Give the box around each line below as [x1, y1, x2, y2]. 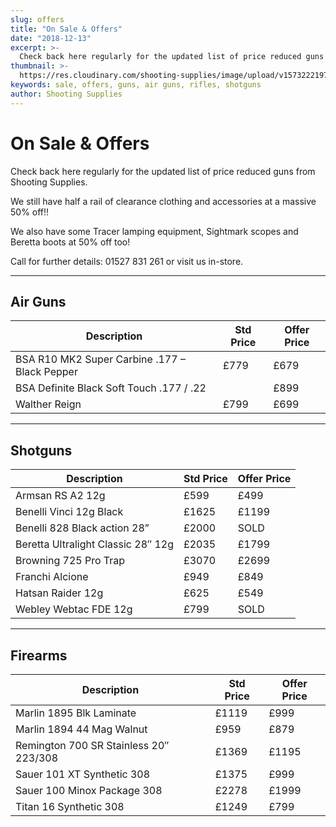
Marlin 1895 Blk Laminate [15, 706, 137, 720]
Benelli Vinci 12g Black [15, 505, 124, 519]
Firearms [10, 647, 68, 664]
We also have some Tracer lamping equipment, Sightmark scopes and [10, 225, 299, 237]
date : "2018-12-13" [10, 33, 92, 43]
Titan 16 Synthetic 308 [15, 800, 125, 813]
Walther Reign [15, 397, 82, 411]
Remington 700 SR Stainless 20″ [15, 739, 170, 752]
